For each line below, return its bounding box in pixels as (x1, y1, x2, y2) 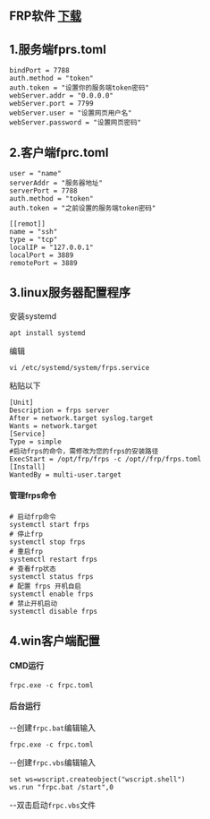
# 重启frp (9, 547, 43, 556)
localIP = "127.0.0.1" (9, 243, 94, 253)
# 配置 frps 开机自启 (9, 582, 82, 591)
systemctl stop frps (9, 538, 87, 547)
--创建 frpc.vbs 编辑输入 (9, 756, 97, 768)
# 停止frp (9, 530, 43, 539)
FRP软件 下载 (9, 8, 82, 24)
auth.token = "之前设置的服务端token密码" (9, 204, 156, 213)
